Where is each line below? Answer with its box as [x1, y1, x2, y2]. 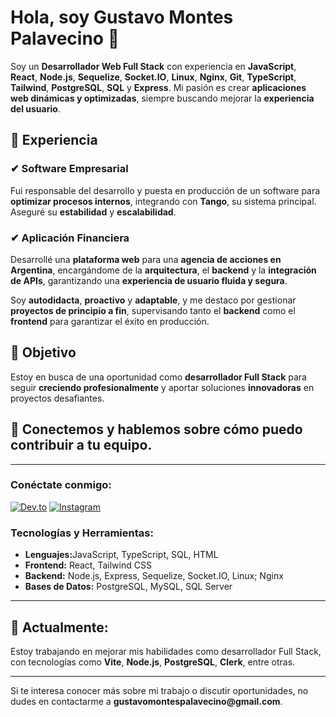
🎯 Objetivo [10, 344, 77, 361]
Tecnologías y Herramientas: [10, 526, 154, 540]
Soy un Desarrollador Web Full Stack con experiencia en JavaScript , [10, 60, 297, 72]
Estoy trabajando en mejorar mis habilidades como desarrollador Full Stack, [10, 645, 322, 657]
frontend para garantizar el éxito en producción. [10, 315, 210, 327]
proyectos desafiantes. [10, 392, 105, 404]
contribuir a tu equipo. [10, 437, 153, 454]
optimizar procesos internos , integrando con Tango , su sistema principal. [10, 195, 317, 207]
